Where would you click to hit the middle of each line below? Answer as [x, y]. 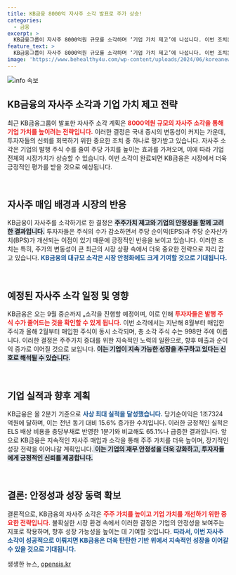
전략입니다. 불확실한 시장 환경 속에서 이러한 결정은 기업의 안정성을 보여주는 [122, 522]
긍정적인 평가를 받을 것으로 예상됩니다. [60, 166]
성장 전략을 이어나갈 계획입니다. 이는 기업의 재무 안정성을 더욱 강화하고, [104, 449]
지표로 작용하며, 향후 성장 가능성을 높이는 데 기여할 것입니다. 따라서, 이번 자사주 [116, 531]
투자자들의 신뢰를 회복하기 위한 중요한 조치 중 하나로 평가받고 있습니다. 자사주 [113, 140]
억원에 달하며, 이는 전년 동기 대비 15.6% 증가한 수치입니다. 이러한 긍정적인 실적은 [118, 423]
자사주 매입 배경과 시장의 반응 [67, 204]
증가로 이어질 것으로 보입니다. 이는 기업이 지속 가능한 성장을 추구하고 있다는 [117, 349]
